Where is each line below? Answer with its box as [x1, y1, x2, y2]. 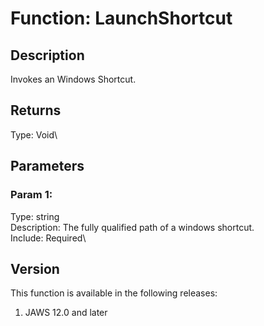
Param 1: [10, 188, 53, 202]
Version [10, 260, 60, 277]
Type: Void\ [10, 128, 58, 141]
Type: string [10, 210, 60, 222]
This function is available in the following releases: [10, 287, 218, 299]
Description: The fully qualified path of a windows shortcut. [10, 221, 255, 233]
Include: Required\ [10, 232, 87, 244]
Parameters [10, 158, 85, 175]
